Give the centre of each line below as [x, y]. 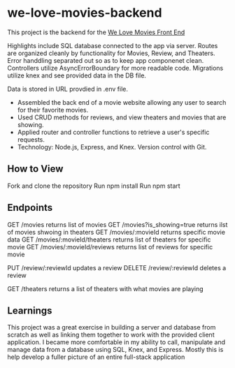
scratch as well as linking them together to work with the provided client [111, 335]
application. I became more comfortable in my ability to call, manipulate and [116, 342]
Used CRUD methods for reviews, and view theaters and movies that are [122, 117]
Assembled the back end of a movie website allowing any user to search [122, 102]
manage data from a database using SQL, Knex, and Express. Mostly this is [115, 350]
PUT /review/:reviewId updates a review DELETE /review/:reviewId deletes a [117, 267]
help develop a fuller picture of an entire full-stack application [96, 357]
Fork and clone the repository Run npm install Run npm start [94, 186]
